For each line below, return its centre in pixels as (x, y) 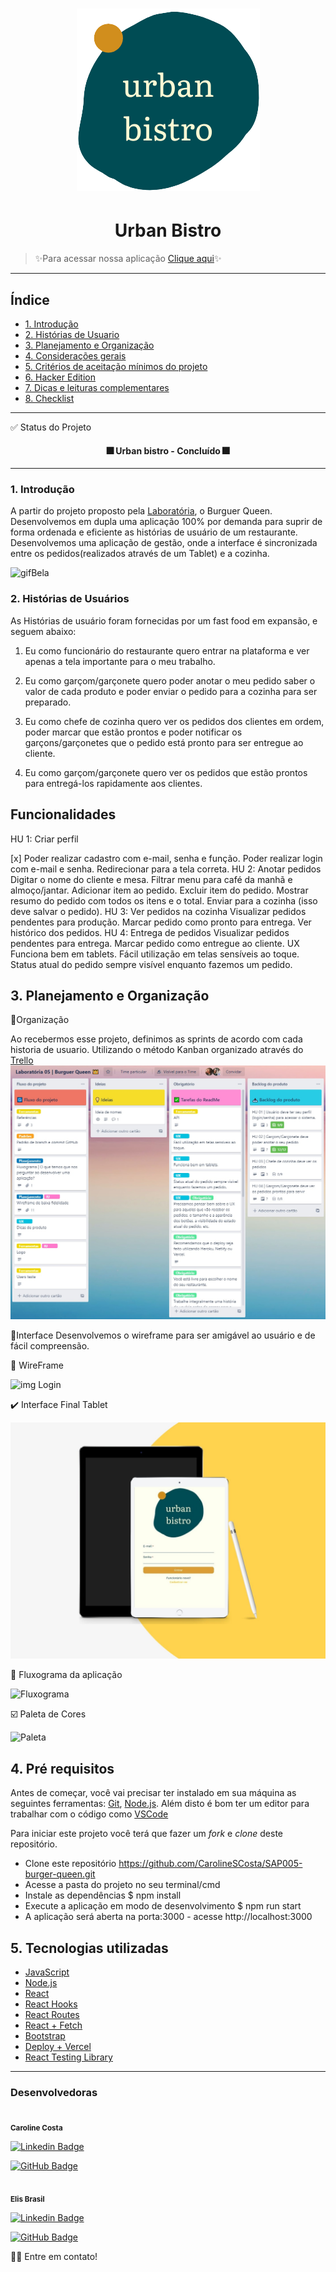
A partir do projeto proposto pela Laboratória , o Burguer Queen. (141, 511)
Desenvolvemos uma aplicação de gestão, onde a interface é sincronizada (164, 543)
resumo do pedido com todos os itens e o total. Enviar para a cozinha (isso (164, 900)
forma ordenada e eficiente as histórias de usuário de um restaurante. (154, 532)
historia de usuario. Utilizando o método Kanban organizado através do (157, 1050)
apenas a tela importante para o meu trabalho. (120, 661)
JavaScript (47, 1972)
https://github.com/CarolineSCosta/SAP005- (210, 1864)
